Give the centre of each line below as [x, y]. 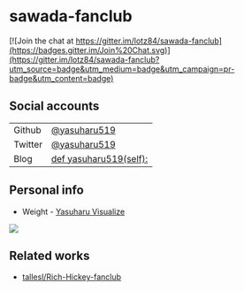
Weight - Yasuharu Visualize [73, 211]
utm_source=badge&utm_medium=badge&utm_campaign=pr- [122, 69]
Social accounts [54, 107]
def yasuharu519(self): [99, 158]
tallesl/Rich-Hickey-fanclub [72, 277]
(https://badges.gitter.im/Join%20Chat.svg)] [90, 50]
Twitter [28, 144]
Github [27, 130]
